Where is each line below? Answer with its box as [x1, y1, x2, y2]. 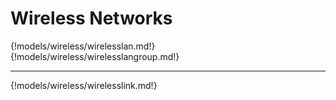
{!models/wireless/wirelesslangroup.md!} [10, 50, 180, 62]
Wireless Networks [10, 7, 173, 30]
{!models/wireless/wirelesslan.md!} [10, 40, 156, 52]
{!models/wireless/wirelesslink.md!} [10, 79, 158, 91]
